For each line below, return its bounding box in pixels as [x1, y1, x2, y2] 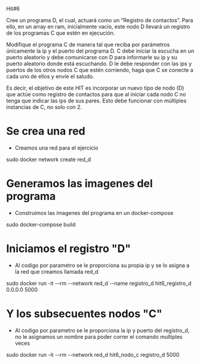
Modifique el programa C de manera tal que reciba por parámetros [6, 41, 170, 48]
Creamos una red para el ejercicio [14, 144, 99, 151]
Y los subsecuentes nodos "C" [6, 307, 162, 320]
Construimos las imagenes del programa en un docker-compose [14, 209, 174, 216]
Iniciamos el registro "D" [6, 242, 131, 256]
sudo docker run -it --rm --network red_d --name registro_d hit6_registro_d [6, 280, 192, 287]
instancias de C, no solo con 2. [6, 104, 82, 110]
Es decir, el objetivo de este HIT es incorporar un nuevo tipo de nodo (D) [6, 84, 184, 92]
